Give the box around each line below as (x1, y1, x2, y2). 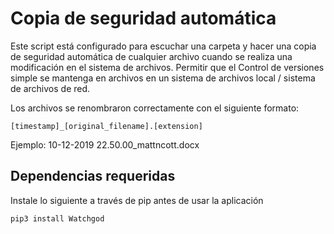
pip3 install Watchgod (10, 213, 105, 224)
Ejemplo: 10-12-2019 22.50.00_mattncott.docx (10, 138, 200, 151)
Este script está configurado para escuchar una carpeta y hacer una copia (10, 40, 317, 52)
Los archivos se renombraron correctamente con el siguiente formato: (10, 102, 300, 114)
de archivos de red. (10, 82, 91, 94)
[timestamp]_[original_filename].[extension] (10, 121, 203, 131)
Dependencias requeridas (10, 168, 176, 185)
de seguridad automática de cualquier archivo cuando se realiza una (10, 50, 293, 62)
